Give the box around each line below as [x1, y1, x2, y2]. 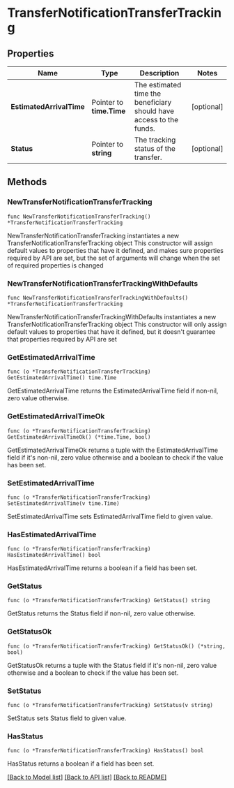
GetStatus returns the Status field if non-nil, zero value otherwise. [7, 609, 196, 618]
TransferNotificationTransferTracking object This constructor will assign [7, 239, 214, 247]
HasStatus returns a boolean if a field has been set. [7, 759, 155, 768]
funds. [134, 124, 155, 133]
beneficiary [134, 98, 172, 107]
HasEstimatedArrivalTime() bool [7, 552, 101, 559]
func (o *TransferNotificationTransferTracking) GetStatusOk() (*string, [7, 643, 226, 650]
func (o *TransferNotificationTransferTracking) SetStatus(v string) [7, 702, 214, 709]
